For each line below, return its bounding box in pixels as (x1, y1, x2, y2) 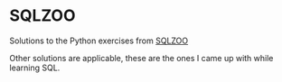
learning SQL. (9, 62, 61, 73)
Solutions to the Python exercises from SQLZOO (9, 35, 189, 46)
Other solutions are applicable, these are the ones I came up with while (9, 52, 274, 63)
